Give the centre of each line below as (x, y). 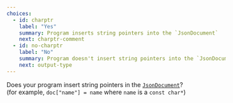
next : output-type (46, 65)
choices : (19, 13)
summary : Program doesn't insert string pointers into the (106, 59)
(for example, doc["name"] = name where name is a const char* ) (96, 92)
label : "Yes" (38, 26)
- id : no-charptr (38, 46)
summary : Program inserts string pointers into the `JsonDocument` (119, 33)
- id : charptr (33, 20)
